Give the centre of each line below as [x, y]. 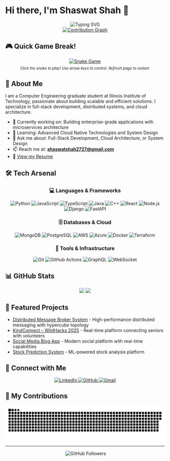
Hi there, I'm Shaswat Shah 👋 [67, 10]
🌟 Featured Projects [37, 307]
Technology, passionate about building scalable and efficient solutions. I [80, 102]
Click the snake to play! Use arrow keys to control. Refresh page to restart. [85, 68]
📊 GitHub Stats [30, 276]
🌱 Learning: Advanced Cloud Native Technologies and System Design [85, 133]
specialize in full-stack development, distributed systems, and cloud [76, 107]
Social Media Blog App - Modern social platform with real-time [78, 341]
